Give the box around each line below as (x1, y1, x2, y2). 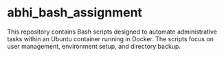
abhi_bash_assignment (7, 5, 143, 21)
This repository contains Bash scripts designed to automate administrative (7, 27, 218, 36)
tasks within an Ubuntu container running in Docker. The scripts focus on (7, 34, 214, 43)
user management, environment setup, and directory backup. (7, 42, 181, 50)
